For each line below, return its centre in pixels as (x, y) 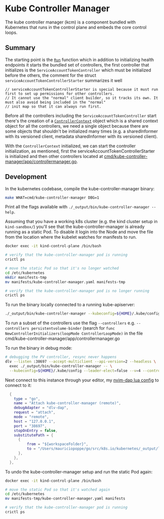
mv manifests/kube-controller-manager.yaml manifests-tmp (65, 282)
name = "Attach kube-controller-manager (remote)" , (67, 403)
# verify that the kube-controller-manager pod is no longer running (77, 291)
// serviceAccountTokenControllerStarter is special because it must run (82, 89)
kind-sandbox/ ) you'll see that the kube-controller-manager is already (75, 227)
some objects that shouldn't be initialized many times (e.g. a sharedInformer (82, 131)
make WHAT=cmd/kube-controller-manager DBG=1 (52, 198)
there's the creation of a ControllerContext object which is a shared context (82, 121)
